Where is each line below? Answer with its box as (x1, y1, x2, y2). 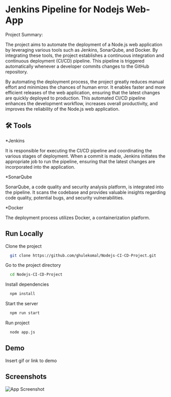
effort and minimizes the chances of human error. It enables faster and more (5, 84, 166, 90)
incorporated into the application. (5, 164, 76, 170)
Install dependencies (5, 281, 50, 288)
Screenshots (5, 372, 47, 381)
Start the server (5, 301, 38, 307)
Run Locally (5, 229, 43, 238)
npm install (10, 291, 36, 296)
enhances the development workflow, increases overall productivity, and (5, 100, 158, 106)
